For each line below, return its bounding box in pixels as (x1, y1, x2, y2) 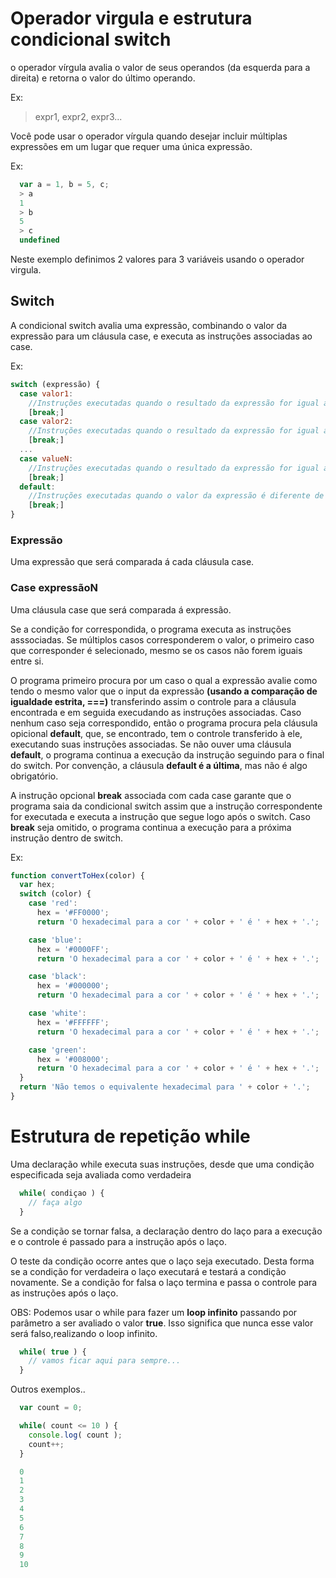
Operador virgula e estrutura (10, 7, 253, 30)
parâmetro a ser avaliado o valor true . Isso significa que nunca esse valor (10, 1317, 314, 1329)
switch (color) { (19, 889, 92, 899)
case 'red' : (28, 898, 78, 909)
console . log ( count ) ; (28, 1430, 123, 1440)
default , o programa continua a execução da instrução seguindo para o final (10, 748, 325, 761)
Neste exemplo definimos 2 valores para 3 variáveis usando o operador (10, 253, 305, 266)
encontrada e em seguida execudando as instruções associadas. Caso (10, 706, 302, 718)
